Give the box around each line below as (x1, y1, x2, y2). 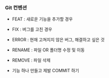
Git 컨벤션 (5, 4, 27, 11)
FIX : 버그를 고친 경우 (12, 27, 52, 32)
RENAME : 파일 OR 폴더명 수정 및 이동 (12, 47, 85, 53)
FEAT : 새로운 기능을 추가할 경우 (12, 16, 73, 22)
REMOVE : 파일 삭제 (12, 57, 51, 63)
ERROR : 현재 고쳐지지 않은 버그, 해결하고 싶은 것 (12, 37, 105, 43)
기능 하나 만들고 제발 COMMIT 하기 (12, 68, 79, 74)
